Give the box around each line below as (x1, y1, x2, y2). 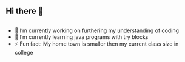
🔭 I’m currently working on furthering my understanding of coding (14, 27, 180, 34)
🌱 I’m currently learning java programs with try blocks (14, 33, 149, 40)
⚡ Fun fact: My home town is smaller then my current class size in (14, 40, 179, 47)
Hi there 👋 (5, 6, 44, 16)
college (14, 49, 33, 56)
